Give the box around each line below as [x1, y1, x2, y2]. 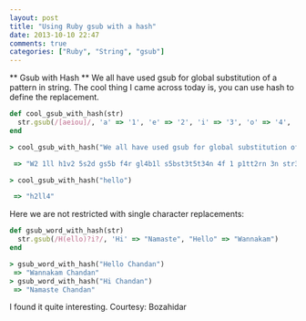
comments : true [9, 38, 67, 48]
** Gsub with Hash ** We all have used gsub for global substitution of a [9, 72, 278, 83]
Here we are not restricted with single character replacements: [9, 209, 244, 220]
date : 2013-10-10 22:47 [9, 30, 100, 39]
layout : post [9, 13, 59, 23]
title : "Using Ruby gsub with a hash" [9, 22, 157, 31]
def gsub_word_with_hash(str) [9, 226, 125, 235]
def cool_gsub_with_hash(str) [9, 109, 125, 119]
